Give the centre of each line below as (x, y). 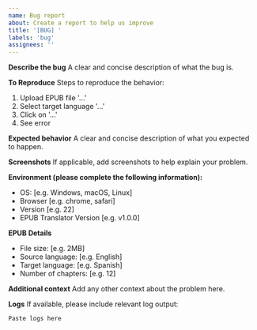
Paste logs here (35, 319)
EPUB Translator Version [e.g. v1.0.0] (79, 218)
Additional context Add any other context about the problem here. (117, 289)
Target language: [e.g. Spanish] (71, 265)
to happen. (26, 147)
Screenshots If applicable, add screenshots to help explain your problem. (128, 162)
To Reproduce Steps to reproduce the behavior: (86, 83)
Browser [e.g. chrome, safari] (68, 201)
